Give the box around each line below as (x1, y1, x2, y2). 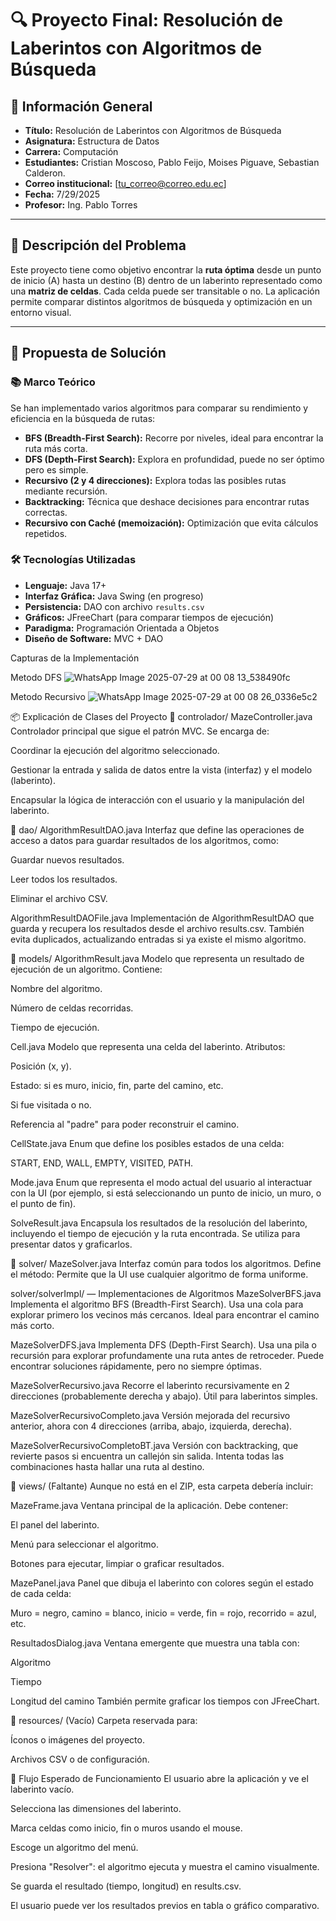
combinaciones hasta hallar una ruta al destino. (10, 1460, 205, 1472)
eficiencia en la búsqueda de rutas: (10, 412, 156, 424)
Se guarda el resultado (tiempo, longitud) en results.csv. (10, 1880, 242, 1892)
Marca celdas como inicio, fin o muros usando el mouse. (10, 1822, 243, 1834)
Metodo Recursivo (10, 690, 86, 702)
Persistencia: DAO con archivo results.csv (24, 600, 205, 612)
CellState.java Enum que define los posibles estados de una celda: (10, 1137, 285, 1149)
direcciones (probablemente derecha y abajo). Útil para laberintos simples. (10, 1390, 318, 1402)
